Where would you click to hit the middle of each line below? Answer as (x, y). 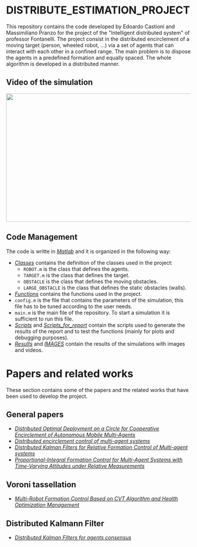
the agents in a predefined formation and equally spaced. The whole (89, 58)
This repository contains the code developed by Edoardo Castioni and (91, 26)
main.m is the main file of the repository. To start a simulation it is (92, 312)
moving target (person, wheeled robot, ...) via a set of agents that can (90, 45)
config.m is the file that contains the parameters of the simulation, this (99, 300)
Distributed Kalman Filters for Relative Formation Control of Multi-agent (101, 447)
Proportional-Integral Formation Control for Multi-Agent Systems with (98, 460)
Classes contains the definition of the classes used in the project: (94, 262)
